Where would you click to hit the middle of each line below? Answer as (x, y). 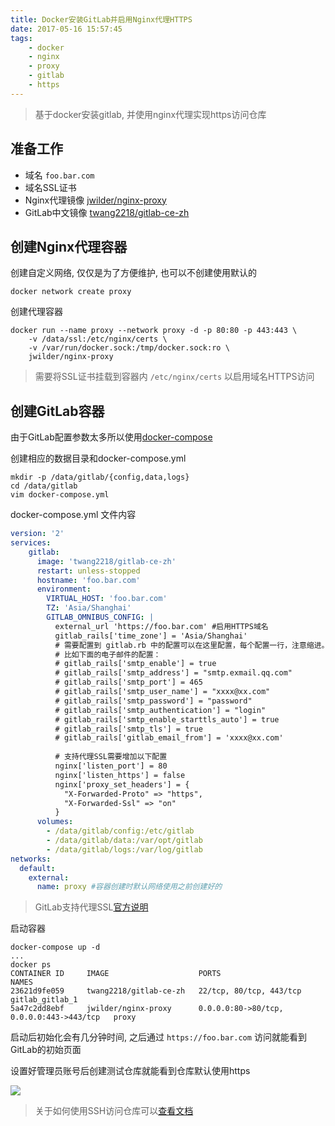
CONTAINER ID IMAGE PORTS (116, 974)
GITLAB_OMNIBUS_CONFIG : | (100, 617)
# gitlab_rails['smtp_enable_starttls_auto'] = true (167, 719)
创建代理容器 (36, 312)
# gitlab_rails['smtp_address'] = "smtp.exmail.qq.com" (173, 673)
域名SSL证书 (50, 187)
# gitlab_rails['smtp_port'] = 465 (128, 682)
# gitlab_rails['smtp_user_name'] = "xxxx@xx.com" (162, 692)
